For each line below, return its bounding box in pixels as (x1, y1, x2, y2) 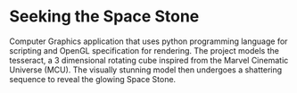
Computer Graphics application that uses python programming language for (9, 36, 288, 46)
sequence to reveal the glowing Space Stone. (9, 73, 177, 84)
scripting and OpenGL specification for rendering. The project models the (9, 45, 279, 55)
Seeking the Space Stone (9, 6, 200, 27)
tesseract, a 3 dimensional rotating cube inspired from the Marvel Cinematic (9, 55, 289, 65)
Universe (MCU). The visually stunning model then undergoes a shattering (9, 64, 283, 75)
